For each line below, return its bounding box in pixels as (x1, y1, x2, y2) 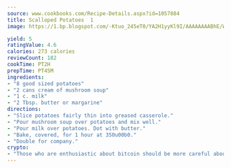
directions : (7, 106, 41, 113)
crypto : (7, 144, 30, 151)
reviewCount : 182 (7, 54, 57, 62)
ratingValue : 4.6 (7, 42, 57, 49)
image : (7, 23, 26, 30)
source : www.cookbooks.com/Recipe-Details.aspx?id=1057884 (7, 10, 180, 17)
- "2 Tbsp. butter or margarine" (7, 99, 103, 107)
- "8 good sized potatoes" (7, 80, 85, 87)
